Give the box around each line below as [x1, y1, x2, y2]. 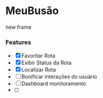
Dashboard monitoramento [21, 80, 86, 87]
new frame [5, 23, 32, 31]
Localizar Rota [21, 66, 56, 73]
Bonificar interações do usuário [21, 73, 97, 80]
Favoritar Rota [21, 52, 56, 59]
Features [5, 38, 32, 46]
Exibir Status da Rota [21, 59, 72, 66]
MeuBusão [5, 4, 59, 18]
